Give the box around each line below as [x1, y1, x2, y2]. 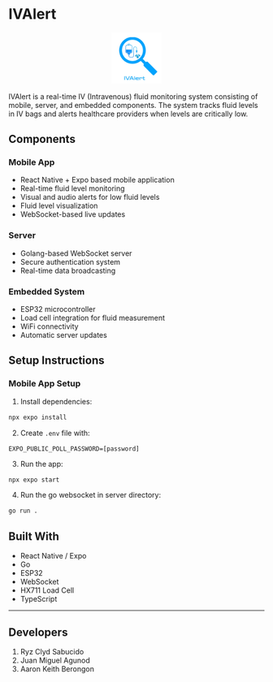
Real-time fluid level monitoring [19, 183, 125, 193]
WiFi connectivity [19, 322, 79, 331]
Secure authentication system [19, 257, 120, 266]
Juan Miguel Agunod [19, 655, 91, 665]
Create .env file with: [19, 428, 91, 438]
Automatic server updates [19, 330, 107, 340]
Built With [8, 529, 59, 543]
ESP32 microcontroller [19, 304, 96, 314]
